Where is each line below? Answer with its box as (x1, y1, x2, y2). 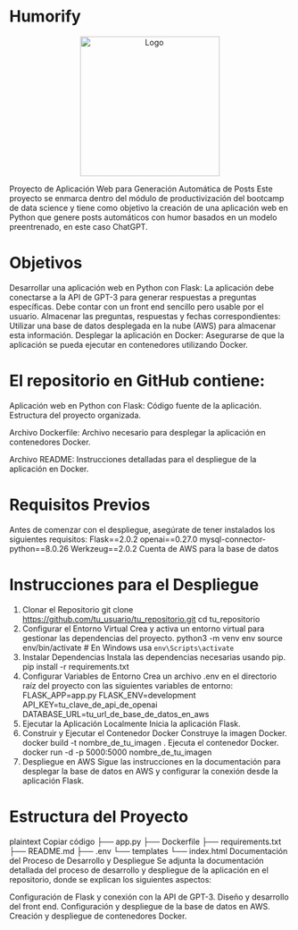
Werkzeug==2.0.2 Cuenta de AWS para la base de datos (70, 543, 279, 554)
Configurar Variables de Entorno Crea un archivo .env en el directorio (21, 671, 277, 681)
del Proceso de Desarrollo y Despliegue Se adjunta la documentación (9, 855, 265, 866)
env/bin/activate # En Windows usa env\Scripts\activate (21, 642, 235, 653)
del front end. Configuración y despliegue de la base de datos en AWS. (9, 900, 270, 911)
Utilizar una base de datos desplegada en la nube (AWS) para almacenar (9, 320, 277, 331)
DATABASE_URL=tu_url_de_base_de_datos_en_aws (21, 708, 210, 719)
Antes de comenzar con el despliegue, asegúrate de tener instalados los (9, 524, 276, 535)
